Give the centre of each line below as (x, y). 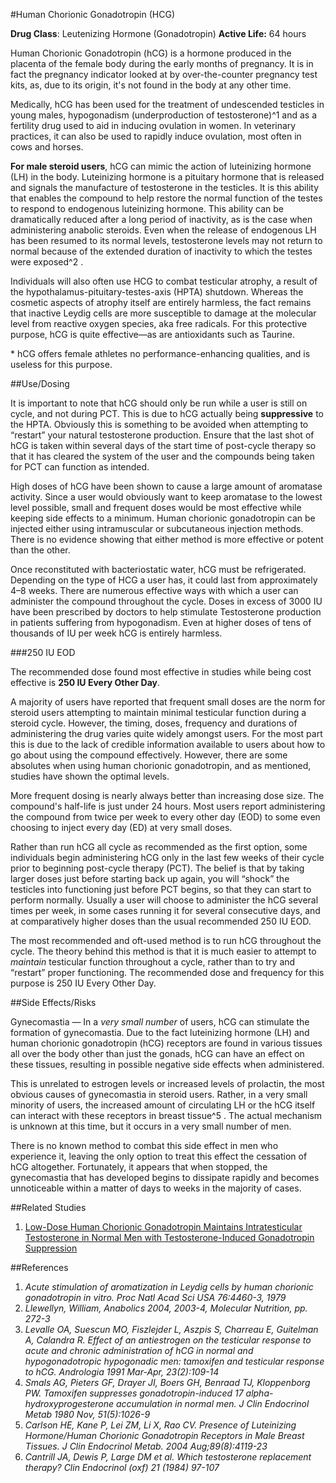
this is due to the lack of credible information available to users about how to (168, 744)
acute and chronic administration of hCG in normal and (139, 1350)
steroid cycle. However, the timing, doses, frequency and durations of (154, 723)
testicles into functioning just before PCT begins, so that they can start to (161, 889)
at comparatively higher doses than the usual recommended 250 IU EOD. (161, 921)
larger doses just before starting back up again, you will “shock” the (150, 878)
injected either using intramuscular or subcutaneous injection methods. (157, 528)
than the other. (40, 550)
